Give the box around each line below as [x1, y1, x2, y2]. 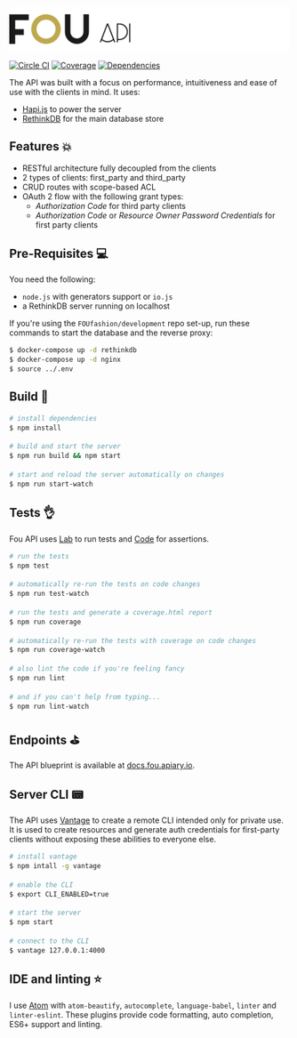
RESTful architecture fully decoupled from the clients [21, 163, 217, 173]
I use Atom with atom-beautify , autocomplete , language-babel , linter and [9, 1000, 277, 1010]
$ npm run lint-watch [9, 702, 90, 711]
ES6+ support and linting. [9, 1018, 103, 1029]
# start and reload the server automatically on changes [9, 471, 225, 479]
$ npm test [9, 561, 50, 570]
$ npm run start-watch [9, 479, 93, 488]
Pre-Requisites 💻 [9, 245, 108, 261]
